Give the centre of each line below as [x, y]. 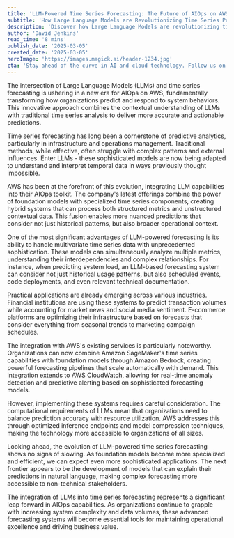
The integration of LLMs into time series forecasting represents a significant [116, 497]
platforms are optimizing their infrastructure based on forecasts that [104, 317]
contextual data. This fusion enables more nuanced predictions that [104, 216]
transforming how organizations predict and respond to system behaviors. [114, 100]
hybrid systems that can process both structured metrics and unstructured [114, 208]
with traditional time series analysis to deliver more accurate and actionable [116, 115]
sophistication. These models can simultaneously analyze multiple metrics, [115, 252]
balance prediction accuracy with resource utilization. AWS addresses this [114, 418]
